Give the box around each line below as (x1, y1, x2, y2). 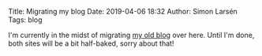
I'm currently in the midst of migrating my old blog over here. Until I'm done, (8, 31, 255, 39)
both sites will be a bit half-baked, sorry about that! (8, 39, 174, 48)
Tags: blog (8, 15, 43, 24)
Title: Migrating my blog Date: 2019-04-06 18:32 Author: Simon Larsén (8, 7, 238, 16)
